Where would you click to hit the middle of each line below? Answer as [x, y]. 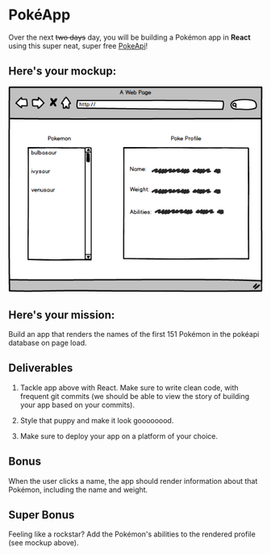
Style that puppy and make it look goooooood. [97, 420]
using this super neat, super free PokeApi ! [78, 45]
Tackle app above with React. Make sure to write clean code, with [129, 387]
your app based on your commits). [77, 405]
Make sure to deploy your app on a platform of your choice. [119, 436]
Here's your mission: [62, 315]
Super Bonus [42, 515]
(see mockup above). [44, 543]
